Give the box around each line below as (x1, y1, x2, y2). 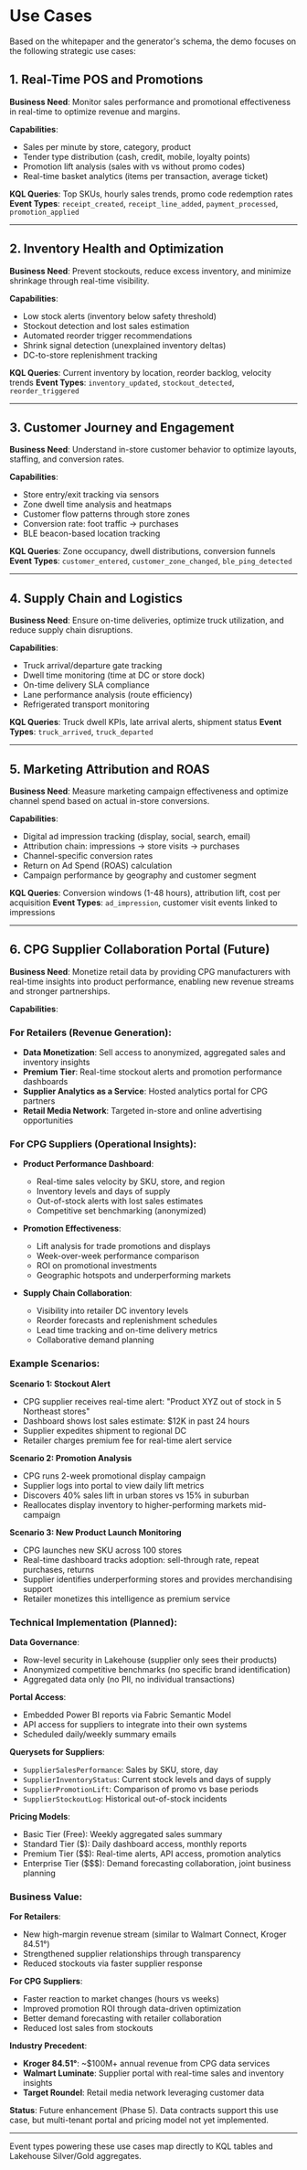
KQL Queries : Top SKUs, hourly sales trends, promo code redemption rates (9, 188, 294, 199)
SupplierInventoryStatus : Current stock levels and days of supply (22, 1774, 271, 1784)
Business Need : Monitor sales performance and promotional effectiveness (9, 96, 291, 107)
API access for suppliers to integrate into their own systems (22, 1719, 248, 1729)
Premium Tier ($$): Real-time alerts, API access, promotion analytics (22, 1848, 281, 1859)
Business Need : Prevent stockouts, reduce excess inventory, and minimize (9, 265, 291, 276)
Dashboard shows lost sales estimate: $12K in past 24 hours (22, 1415, 250, 1427)
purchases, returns (22, 1564, 94, 1575)
